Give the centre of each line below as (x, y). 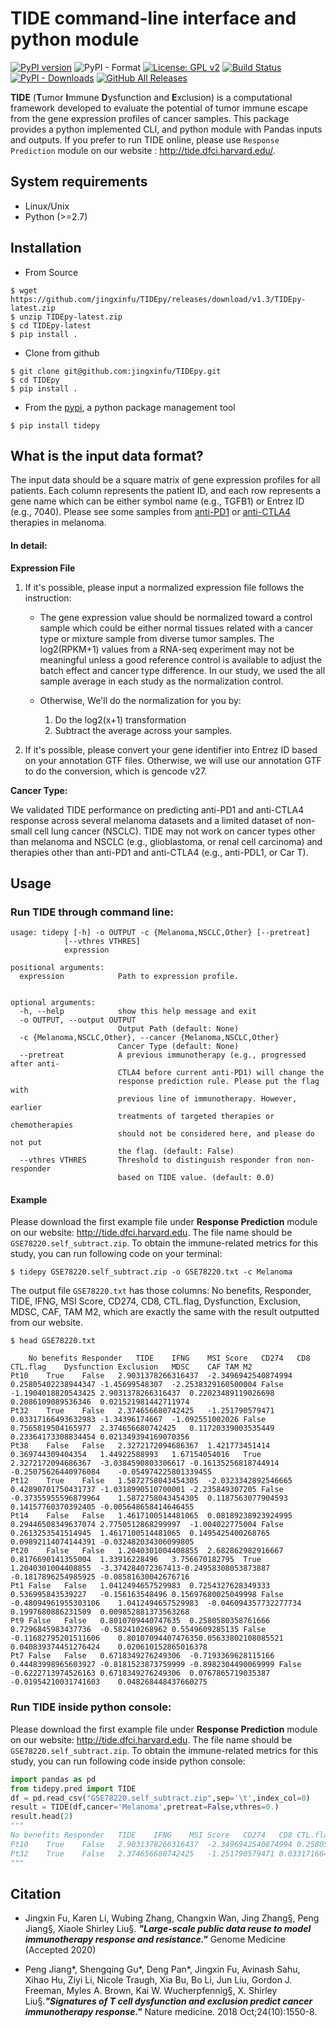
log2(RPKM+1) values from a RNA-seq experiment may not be (167, 649)
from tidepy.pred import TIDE (73, 1788)
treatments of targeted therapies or (196, 1117)
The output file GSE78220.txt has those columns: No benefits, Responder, (161, 1291)
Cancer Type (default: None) (178, 1047)
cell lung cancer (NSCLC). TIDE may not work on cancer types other (175, 831)
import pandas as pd (53, 1779)
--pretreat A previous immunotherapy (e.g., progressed (163, 1055)
